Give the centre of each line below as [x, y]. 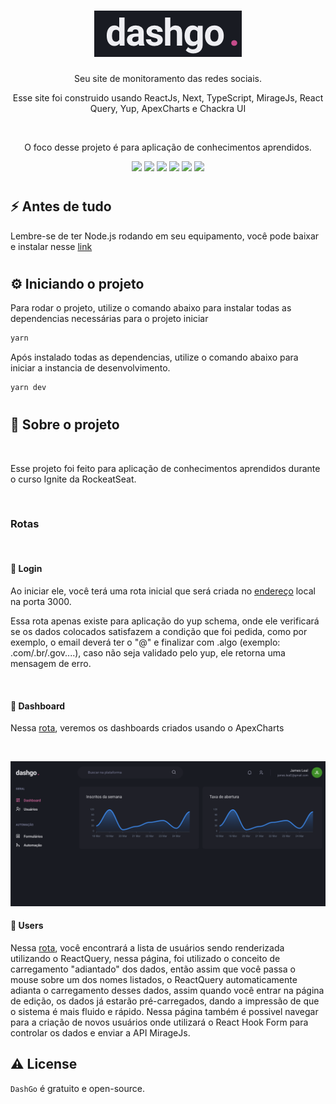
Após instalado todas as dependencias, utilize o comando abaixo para [154, 357]
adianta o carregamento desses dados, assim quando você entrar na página [167, 990]
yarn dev [28, 388]
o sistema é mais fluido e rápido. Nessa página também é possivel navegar [164, 1011]
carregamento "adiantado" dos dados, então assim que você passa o [153, 969]
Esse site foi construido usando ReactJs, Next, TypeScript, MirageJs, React [168, 97]
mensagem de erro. [51, 664]
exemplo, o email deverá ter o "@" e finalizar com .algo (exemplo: [145, 642]
